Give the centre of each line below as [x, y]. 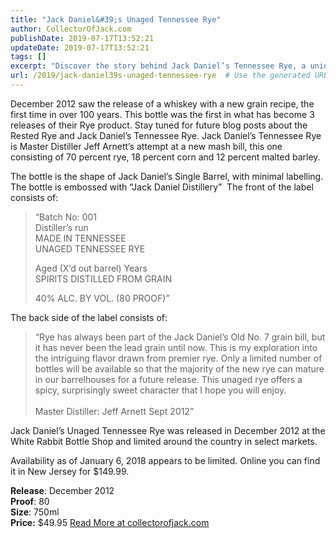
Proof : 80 [30, 501]
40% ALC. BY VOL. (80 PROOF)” [102, 298]
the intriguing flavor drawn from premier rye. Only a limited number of [178, 358]
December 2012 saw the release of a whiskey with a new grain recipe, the [162, 103]
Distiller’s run [61, 227]
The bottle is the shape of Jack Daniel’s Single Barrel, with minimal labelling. [167, 176]
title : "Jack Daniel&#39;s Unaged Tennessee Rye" [116, 19]
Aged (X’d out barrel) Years [91, 268]
